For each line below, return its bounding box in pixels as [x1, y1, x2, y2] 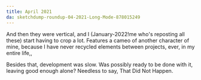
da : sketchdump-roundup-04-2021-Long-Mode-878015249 [6, 14, 141, 20]
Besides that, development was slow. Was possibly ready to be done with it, [6, 60, 193, 68]
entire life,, [6, 49, 33, 56]
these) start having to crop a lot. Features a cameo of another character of [6, 37, 190, 44]
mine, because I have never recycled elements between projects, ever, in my [6, 43, 195, 50]
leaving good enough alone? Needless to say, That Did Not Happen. [6, 67, 173, 74]
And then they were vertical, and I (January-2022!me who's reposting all [6, 30, 185, 37]
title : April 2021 [6, 8, 52, 15]
